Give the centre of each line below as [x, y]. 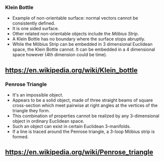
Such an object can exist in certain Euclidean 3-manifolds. [71, 126]
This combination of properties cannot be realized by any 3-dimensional [86, 116]
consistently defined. [34, 23]
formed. [20, 136]
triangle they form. [31, 110]
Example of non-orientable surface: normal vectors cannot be [75, 18]
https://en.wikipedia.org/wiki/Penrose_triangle [79, 152]
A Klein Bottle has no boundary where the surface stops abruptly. [79, 39]
